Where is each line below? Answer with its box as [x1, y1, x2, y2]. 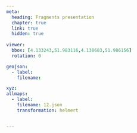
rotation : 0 [11, 53, 42, 59]
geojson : [6, 64, 28, 69]
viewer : [6, 42, 26, 48]
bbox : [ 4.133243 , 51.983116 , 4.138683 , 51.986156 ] [11, 47, 132, 53]
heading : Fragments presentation [11, 14, 95, 20]
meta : [6, 8, 20, 15]
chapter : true [11, 20, 46, 26]
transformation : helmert [17, 107, 79, 113]
